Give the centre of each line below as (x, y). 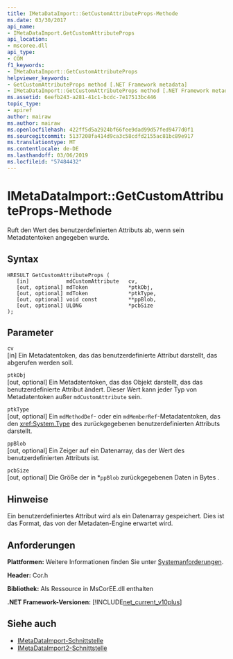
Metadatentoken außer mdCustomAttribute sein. (75, 397)
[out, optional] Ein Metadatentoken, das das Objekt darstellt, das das (105, 383)
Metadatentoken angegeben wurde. (58, 237)
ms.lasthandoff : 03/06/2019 (48, 156)
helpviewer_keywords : (38, 78)
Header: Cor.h (28, 575)
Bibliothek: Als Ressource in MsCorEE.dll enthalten (80, 588)
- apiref (20, 110)
